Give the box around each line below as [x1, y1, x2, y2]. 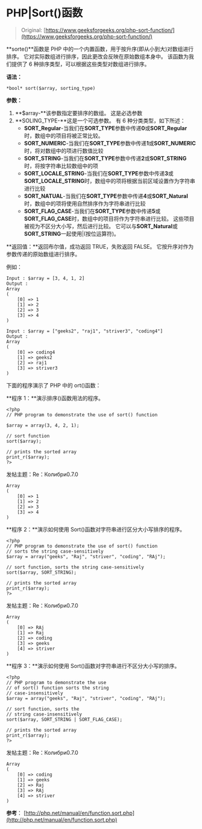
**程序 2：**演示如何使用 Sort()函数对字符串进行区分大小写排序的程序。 [6, 526, 186, 533]
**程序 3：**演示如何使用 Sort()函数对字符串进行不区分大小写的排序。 [6, 662, 180, 669]
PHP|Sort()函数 [6, 6, 83, 20]
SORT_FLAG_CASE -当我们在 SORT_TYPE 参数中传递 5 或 [24, 207, 161, 215]
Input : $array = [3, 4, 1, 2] [6, 275, 85, 281]
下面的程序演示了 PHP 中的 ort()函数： [6, 381, 101, 389]
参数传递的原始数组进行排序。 [6, 250, 80, 258]
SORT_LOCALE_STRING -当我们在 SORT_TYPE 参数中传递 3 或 [24, 170, 174, 177]
